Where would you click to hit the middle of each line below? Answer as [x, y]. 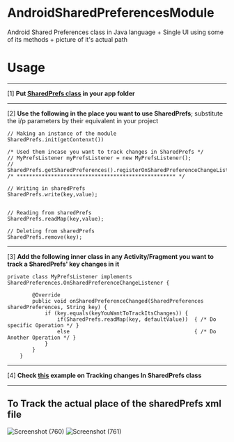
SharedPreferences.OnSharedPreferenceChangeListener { [88, 283]
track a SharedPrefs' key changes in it [63, 264]
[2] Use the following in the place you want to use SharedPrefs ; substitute [115, 113]
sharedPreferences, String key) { [57, 307]
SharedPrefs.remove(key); [45, 237]
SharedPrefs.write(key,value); [53, 194]
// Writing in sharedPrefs [46, 188]
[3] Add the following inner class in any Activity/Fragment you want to [110, 256]
